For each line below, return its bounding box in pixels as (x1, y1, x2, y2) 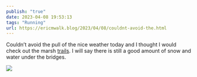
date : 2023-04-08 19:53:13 (6, 14, 72, 20)
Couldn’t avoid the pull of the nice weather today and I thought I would (6, 41, 176, 48)
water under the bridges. (6, 53, 66, 61)
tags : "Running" (6, 19, 46, 25)
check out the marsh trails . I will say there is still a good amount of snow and (6, 48, 191, 55)
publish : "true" (6, 8, 46, 15)
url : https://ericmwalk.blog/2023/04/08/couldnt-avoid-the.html (6, 25, 167, 31)
